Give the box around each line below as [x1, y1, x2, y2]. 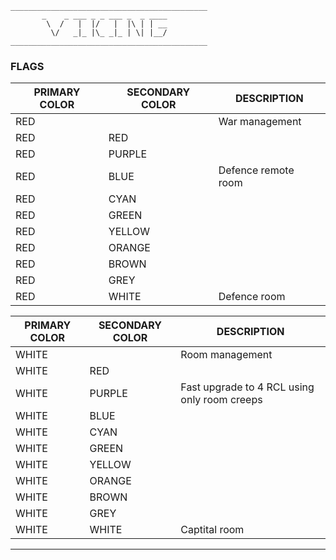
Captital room [180, 523, 245, 537]
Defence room [218, 290, 286, 304]
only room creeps [180, 393, 263, 407]
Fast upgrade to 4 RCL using [180, 380, 315, 394]
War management [218, 115, 302, 129]
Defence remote [218, 163, 295, 177]
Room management [180, 348, 273, 362]
